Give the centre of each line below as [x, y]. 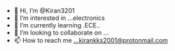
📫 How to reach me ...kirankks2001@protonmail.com [91, 40]
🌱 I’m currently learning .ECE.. [57, 25]
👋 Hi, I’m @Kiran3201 [44, 11]
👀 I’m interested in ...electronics [59, 18]
